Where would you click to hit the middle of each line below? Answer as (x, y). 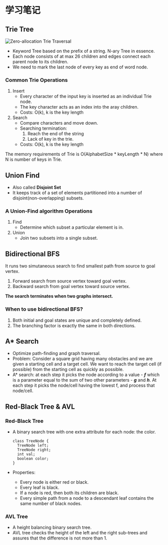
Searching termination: (43, 128)
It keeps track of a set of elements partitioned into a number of (77, 193)
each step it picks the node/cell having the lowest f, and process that (83, 386)
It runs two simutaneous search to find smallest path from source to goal (80, 266)
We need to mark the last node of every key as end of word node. (80, 67)
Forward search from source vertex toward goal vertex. (69, 281)
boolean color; (33, 459)
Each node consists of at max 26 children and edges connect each (81, 56)
